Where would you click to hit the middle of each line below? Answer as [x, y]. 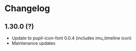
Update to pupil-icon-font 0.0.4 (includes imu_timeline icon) [72, 38]
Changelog [27, 8]
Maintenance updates [33, 43]
